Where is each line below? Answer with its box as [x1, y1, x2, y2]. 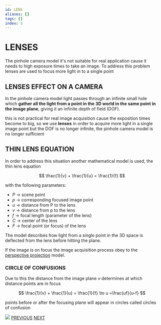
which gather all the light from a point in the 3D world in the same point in [5, 101, 156, 107]
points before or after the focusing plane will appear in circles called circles [5, 300, 157, 305]
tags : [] [5, 16, 23, 21]
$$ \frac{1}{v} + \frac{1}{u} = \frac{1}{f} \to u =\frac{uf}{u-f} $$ [18, 290, 146, 296]
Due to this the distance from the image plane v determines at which [5, 276, 143, 282]
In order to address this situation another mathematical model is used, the [5, 158, 153, 164]
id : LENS [5, 7, 23, 12]
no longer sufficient [5, 131, 44, 137]
